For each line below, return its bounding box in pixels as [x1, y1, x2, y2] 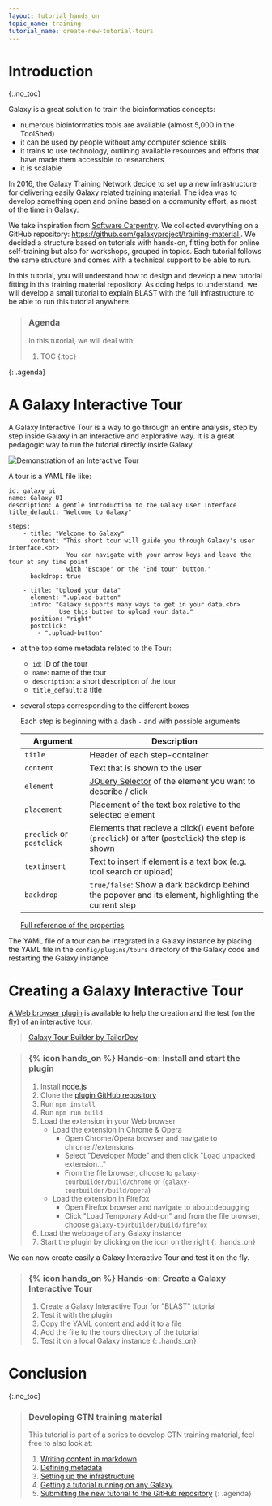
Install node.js [40, 1081, 87, 1091]
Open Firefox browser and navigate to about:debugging [64, 1202, 250, 1212]
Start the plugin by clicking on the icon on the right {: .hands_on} [40, 1236, 256, 1246]
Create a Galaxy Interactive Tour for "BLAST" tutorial [40, 1301, 216, 1311]
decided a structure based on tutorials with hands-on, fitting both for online [8, 238, 261, 248]
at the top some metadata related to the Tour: [19, 643, 172, 653]
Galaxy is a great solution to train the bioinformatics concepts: [8, 105, 216, 114]
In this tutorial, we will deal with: [28, 335, 135, 345]
